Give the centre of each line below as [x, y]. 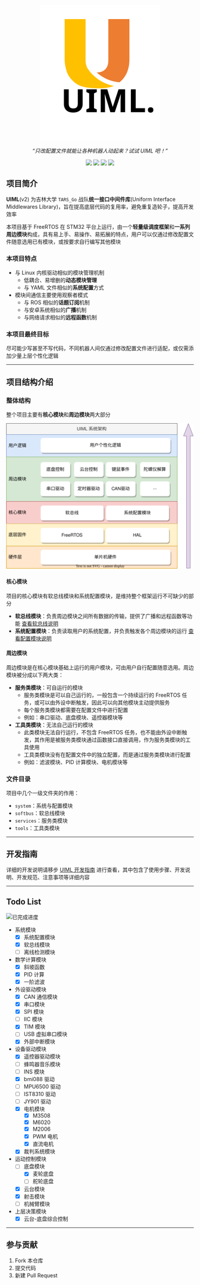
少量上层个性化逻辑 [35, 356]
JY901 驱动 [37, 1101]
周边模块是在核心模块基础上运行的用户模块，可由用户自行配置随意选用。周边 [100, 667]
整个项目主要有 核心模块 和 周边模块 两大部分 [58, 415]
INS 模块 [34, 1072]
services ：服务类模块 [41, 821]
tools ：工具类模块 [37, 828]
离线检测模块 [39, 952]
